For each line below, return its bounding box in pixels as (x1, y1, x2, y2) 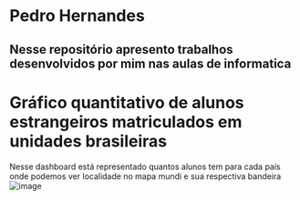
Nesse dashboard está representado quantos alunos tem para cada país (9, 161, 281, 172)
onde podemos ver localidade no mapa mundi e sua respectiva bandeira (9, 170, 282, 182)
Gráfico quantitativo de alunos (9, 92, 244, 113)
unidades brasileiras (9, 131, 168, 151)
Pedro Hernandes (9, 5, 146, 26)
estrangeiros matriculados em (9, 111, 243, 132)
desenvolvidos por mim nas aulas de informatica (9, 55, 292, 71)
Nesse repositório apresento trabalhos (9, 42, 234, 57)
